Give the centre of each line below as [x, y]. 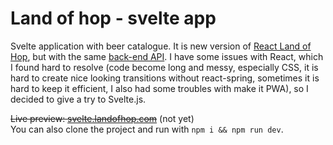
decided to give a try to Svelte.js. [78, 99]
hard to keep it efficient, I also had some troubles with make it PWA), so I [159, 88]
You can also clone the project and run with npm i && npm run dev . [147, 129]
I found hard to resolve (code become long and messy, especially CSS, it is [164, 67]
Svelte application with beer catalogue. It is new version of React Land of [161, 46]
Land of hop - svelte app [113, 18]
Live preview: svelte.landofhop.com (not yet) [102, 118]
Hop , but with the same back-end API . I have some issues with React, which [167, 56]
